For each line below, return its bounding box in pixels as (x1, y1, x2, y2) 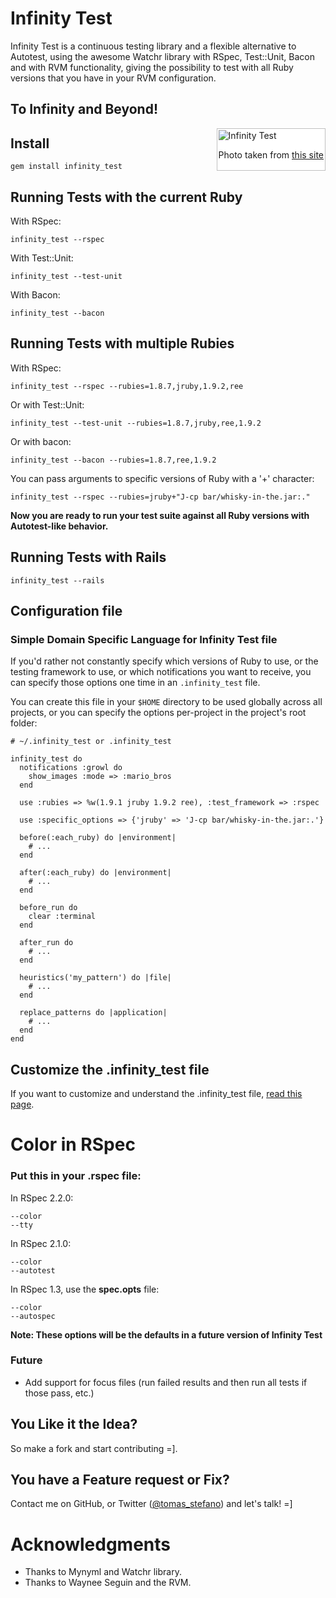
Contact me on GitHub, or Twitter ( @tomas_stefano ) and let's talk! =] (10, 1498, 293, 1510)
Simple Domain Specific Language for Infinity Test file (10, 632, 278, 646)
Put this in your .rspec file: (10, 1169, 142, 1183)
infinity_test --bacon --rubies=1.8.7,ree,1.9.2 (10, 455, 217, 465)
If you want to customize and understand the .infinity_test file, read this (10, 1088, 303, 1100)
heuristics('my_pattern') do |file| (19, 973, 172, 983)
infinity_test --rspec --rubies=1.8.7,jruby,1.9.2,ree (10, 381, 244, 391)
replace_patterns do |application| (19, 1008, 168, 1018)
